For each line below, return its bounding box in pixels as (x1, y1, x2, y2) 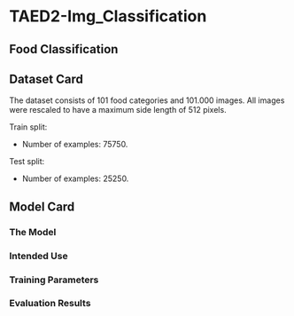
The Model (9, 225, 57, 238)
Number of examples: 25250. (21, 173, 129, 184)
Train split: (9, 122, 48, 132)
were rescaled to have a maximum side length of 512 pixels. (9, 105, 228, 115)
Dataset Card (9, 71, 84, 86)
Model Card (9, 199, 75, 214)
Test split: (9, 156, 45, 167)
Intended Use (9, 249, 68, 262)
